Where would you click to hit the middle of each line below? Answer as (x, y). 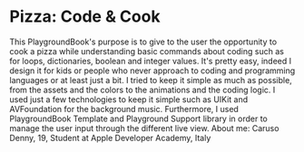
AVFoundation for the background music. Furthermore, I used (124, 109)
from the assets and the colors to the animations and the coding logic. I (142, 90)
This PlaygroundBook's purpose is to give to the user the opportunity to (143, 42)
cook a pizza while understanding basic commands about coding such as (147, 51)
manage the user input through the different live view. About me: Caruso (144, 128)
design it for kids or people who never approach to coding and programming (152, 71)
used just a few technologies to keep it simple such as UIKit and (129, 99)
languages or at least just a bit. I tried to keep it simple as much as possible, (151, 80)
